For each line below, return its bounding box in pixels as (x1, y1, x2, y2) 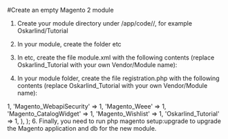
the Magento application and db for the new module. (7, 124, 157, 132)
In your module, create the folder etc (17, 40, 122, 48)
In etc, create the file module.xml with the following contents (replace (17, 53, 215, 62)
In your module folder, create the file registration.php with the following (17, 74, 220, 82)
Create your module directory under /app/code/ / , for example (17, 19, 192, 27)
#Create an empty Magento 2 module (7, 6, 114, 14)
